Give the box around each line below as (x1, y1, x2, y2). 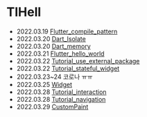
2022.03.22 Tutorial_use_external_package (16, 56, 140, 65)
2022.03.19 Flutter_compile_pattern (16, 27, 118, 36)
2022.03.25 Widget (16, 80, 72, 88)
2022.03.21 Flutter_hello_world (16, 49, 105, 58)
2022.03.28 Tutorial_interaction (16, 88, 107, 96)
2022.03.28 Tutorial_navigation (16, 95, 106, 103)
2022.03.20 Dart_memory (16, 42, 91, 50)
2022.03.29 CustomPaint (16, 102, 89, 111)
